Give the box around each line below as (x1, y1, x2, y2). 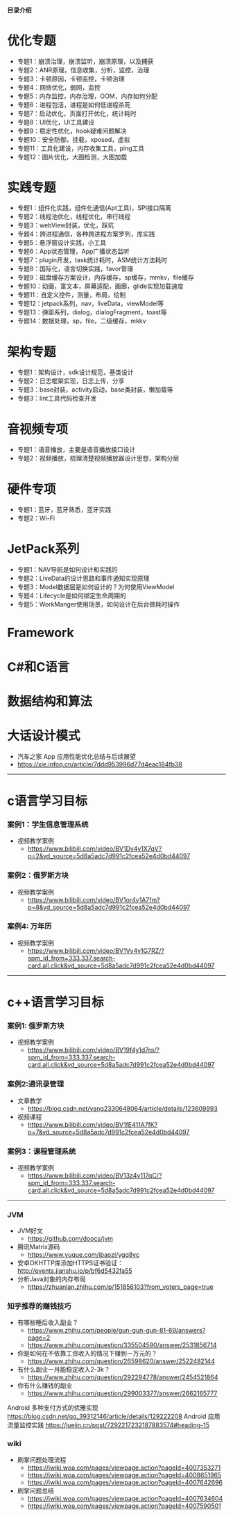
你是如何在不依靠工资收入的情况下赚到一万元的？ (17, 1349, 157, 1358)
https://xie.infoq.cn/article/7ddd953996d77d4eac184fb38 (17, 760, 182, 768)
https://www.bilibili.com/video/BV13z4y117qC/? (27, 1171, 162, 1180)
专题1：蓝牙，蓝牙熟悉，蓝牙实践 (17, 506, 112, 514)
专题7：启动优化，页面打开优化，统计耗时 (17, 109, 137, 118)
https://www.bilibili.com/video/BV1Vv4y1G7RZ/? (27, 946, 165, 955)
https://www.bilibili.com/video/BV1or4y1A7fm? (27, 895, 161, 904)
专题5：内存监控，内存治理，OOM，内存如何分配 (17, 92, 158, 100)
